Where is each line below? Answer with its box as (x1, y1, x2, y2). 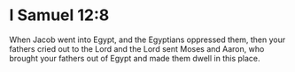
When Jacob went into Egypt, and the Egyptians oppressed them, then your (9, 34, 286, 45)
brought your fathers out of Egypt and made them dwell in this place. (9, 53, 260, 63)
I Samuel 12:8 (9, 5, 110, 25)
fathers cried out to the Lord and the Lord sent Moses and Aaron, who (9, 43, 265, 54)
